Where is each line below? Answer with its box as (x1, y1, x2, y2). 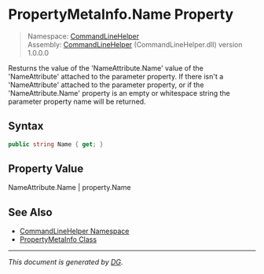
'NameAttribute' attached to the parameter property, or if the (8, 80, 204, 90)
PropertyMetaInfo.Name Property (8, 5, 234, 24)
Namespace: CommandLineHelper (27, 31, 140, 41)
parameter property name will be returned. (8, 97, 147, 106)
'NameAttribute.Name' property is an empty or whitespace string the (8, 88, 230, 97)
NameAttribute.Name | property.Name (8, 183, 131, 192)
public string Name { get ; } (8, 140, 104, 148)
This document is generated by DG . (8, 258, 123, 267)
